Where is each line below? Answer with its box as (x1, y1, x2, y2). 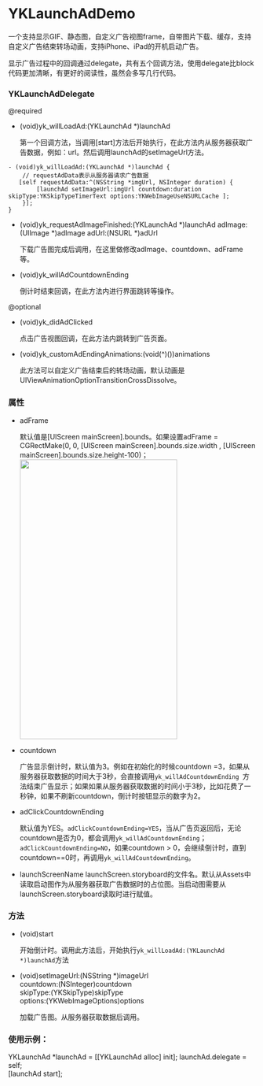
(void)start (19, 928, 53, 938)
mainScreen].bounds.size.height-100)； (19, 450, 149, 459)
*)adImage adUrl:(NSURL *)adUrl (50, 228, 159, 238)
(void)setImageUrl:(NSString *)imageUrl (19, 970, 149, 980)
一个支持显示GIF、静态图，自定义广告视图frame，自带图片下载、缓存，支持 (8, 32, 252, 41)
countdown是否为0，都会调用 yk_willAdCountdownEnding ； (19, 832, 207, 843)
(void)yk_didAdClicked (19, 317, 93, 327)
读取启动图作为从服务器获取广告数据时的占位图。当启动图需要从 (19, 879, 226, 888)
